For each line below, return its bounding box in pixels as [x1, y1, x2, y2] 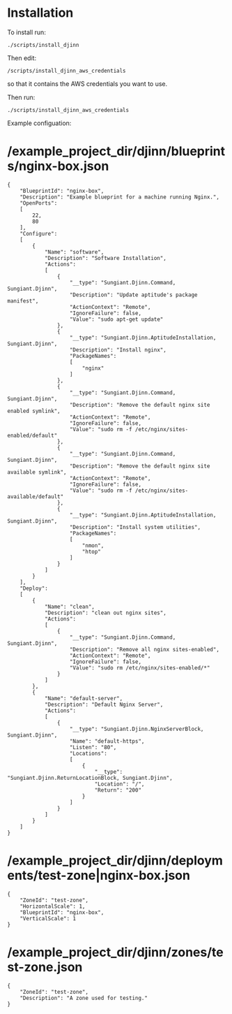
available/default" [7, 493, 64, 500]
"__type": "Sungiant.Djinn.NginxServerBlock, [69, 725, 204, 732]
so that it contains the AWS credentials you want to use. [7, 79, 168, 88]
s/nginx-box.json [7, 159, 109, 174]
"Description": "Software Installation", [44, 254, 167, 261]
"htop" [82, 548, 101, 555]
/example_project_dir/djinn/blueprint [7, 143, 226, 159]
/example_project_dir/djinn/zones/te [7, 945, 224, 960]
